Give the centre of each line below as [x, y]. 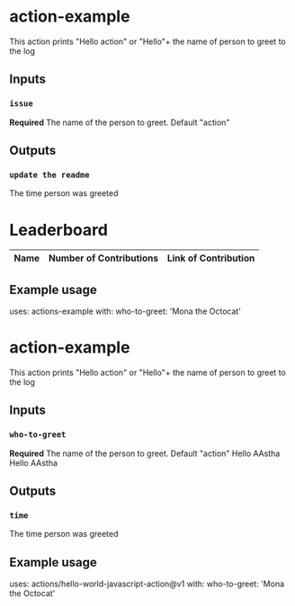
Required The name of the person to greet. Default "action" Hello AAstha [145, 453]
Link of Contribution [211, 258]
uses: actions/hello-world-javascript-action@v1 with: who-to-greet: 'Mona [147, 584]
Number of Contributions [103, 258]
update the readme [49, 174]
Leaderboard [58, 230]
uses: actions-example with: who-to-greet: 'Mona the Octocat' [125, 311]
